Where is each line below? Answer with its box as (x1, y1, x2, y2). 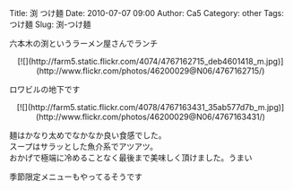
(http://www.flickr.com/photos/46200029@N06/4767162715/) (36, 65, 265, 76)
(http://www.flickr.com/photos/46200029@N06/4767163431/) (35, 111, 266, 122)
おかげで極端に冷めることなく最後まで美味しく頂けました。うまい (9, 152, 253, 163)
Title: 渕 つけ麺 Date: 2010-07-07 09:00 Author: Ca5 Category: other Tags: (9, 8, 285, 18)
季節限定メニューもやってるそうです (9, 171, 143, 182)
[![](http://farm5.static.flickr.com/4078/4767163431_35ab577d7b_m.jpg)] (16, 102, 285, 112)
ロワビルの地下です (9, 84, 81, 94)
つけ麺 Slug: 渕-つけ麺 (9, 19, 91, 30)
